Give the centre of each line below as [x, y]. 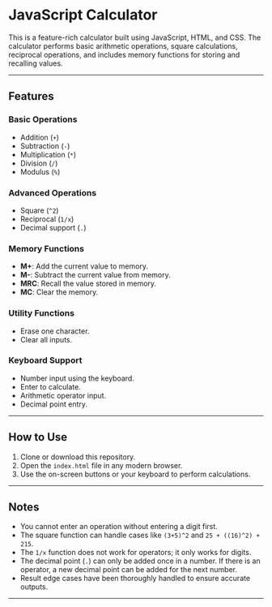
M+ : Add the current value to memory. [84, 266]
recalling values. [36, 63]
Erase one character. [55, 331]
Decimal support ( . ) [53, 227]
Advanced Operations [53, 192]
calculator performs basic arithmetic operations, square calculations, [123, 45]
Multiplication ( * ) [48, 154]
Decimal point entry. [53, 404]
